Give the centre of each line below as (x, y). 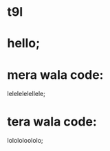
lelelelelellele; (26, 94)
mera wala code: (55, 74)
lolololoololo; (25, 141)
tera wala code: (52, 121)
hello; (24, 44)
